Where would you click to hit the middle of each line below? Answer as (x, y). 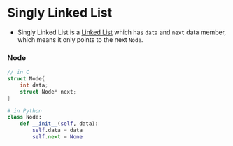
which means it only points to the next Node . (80, 39)
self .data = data (57, 131)
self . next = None (57, 137)
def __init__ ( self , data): (59, 124)
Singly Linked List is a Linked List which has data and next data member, (121, 32)
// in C (19, 72)
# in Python (24, 111)
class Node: (24, 117)
